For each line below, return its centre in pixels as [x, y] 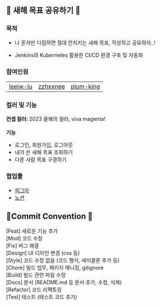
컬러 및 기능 [21, 105]
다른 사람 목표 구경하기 [41, 159]
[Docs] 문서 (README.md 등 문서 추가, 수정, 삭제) [64, 283]
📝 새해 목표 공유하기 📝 [43, 11]
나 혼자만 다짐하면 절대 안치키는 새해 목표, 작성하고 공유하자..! [85, 42]
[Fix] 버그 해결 [23, 246]
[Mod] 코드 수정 [24, 239]
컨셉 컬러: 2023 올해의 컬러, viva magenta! [56, 119]
